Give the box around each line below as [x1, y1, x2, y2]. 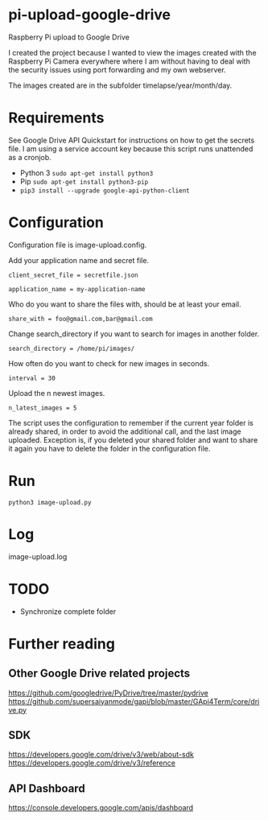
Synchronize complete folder [19, 606, 117, 616]
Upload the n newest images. [8, 388, 105, 398]
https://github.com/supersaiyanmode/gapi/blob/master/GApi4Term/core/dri [8, 696, 260, 706]
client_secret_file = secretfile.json [8, 271, 138, 279]
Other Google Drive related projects [8, 666, 191, 681]
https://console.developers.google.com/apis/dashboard [8, 803, 194, 813]
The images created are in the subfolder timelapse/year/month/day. [8, 80, 233, 90]
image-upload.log [8, 551, 68, 561]
